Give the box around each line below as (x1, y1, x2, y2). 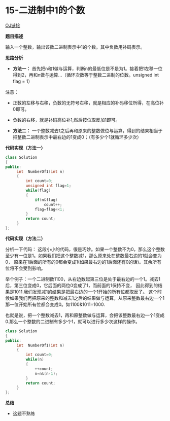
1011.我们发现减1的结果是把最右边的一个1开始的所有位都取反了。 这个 (14, 289, 158, 295)
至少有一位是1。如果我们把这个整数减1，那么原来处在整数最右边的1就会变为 (5, 252, 162, 259)
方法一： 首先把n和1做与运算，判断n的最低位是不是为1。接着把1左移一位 (12, 65, 163, 72)
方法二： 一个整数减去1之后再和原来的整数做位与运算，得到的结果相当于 (12, 127, 163, 133)
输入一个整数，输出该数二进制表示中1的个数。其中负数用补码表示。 (5, 44, 145, 50)
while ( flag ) (25, 188, 51, 193)
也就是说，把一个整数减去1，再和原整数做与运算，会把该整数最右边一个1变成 (5, 312, 165, 318)
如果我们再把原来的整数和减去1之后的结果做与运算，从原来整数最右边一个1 (9, 295, 165, 301)
